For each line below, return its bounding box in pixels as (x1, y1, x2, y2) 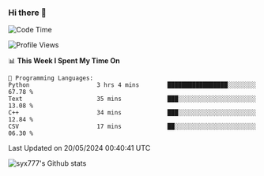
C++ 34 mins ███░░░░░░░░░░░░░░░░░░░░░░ (8, 109, 257, 117)
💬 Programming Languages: (8, 74, 93, 82)
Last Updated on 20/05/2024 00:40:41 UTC (8, 144, 151, 153)
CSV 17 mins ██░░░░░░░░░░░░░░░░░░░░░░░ (8, 122, 257, 131)
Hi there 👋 (8, 7, 47, 18)
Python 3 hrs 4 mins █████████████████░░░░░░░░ (8, 81, 257, 89)
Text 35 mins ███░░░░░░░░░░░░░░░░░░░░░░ (8, 95, 257, 103)
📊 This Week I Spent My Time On (8, 56, 120, 66)
